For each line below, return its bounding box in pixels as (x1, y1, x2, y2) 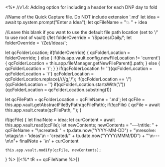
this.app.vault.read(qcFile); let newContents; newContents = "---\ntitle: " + (5, 122, 159, 128)
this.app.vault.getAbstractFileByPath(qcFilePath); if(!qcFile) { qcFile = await (5, 102, 161, 107)
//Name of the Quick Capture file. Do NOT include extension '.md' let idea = (5, 14, 160, 19)
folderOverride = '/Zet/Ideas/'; (5, 40, 67, 45)
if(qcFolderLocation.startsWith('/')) (54, 81, 126, 87)
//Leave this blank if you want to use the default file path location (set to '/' (5, 29, 159, 35)
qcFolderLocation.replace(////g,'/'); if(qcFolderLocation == (5, 76, 125, 82)
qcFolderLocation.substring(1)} (48, 87, 112, 92)
